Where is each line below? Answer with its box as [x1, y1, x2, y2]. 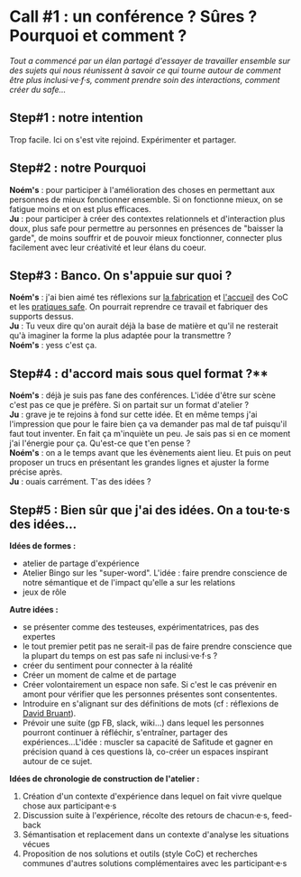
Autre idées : [9, 605, 59, 614]
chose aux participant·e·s [22, 800, 117, 811]
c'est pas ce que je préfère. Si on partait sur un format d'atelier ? [9, 400, 250, 411]
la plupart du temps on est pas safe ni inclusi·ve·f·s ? [22, 651, 218, 660]
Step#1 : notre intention [9, 110, 143, 125]
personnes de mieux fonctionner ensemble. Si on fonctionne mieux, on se [9, 194, 284, 205]
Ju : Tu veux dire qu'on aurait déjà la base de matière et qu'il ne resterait [9, 320, 278, 331]
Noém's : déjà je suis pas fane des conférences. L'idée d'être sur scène [9, 390, 277, 401]
